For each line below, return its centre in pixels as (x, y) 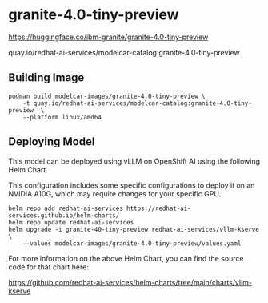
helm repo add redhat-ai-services (66, 208)
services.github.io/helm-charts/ (64, 215)
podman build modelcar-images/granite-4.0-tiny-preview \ (107, 96)
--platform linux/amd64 (62, 117)
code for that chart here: (49, 267)
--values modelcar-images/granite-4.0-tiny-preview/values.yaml (132, 243)
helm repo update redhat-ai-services (71, 222)
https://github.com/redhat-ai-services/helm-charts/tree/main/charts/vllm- (130, 282)
